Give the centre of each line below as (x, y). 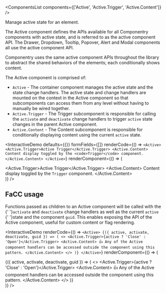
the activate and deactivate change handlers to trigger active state (83, 119)
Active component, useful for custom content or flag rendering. (70, 222)
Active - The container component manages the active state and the (83, 87)
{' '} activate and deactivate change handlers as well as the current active (82, 212)
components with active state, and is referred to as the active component (80, 37)
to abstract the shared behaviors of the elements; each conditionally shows (83, 63)
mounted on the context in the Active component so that (70, 98)
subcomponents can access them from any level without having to (81, 103)
